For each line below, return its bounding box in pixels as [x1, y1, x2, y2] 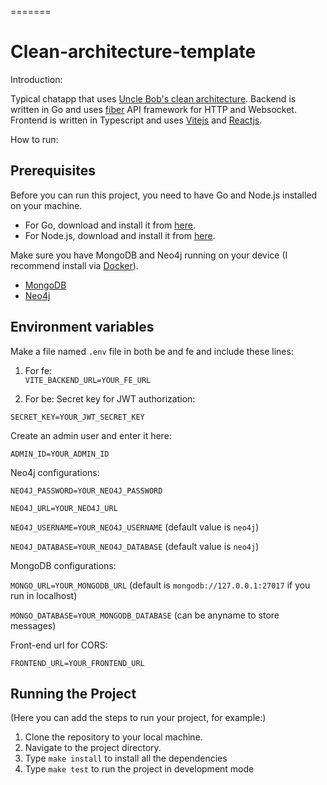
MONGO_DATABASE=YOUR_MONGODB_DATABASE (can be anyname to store [10, 609, 280, 621]
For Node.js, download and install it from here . [24, 229, 216, 241]
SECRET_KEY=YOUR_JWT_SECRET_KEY [10, 412, 145, 422]
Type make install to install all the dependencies [24, 752, 228, 765]
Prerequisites [10, 162, 96, 180]
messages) [10, 619, 57, 631]
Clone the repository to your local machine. [24, 731, 203, 743]
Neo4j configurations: [10, 466, 100, 478]
